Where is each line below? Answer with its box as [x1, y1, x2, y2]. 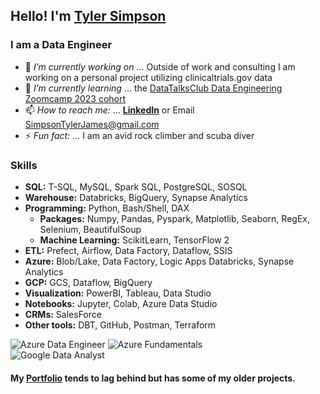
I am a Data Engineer [10, 38, 113, 52]
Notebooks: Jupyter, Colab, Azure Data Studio [24, 297, 218, 309]
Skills [10, 158, 38, 172]
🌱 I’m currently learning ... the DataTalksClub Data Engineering [24, 82, 283, 94]
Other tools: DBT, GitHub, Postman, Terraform [24, 319, 217, 331]
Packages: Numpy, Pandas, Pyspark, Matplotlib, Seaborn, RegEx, [39, 212, 310, 224]
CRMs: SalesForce [24, 308, 102, 320]
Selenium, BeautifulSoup [39, 223, 142, 235]
